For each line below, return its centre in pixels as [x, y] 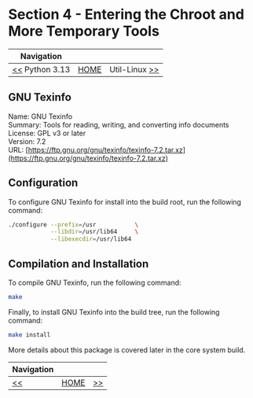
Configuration [43, 183]
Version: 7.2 [27, 141]
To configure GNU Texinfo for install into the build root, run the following [125, 201]
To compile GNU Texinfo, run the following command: [95, 282]
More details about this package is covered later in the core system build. [127, 350]
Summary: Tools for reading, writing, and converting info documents [119, 124]
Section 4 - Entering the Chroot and [126, 15]
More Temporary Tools [84, 31]
